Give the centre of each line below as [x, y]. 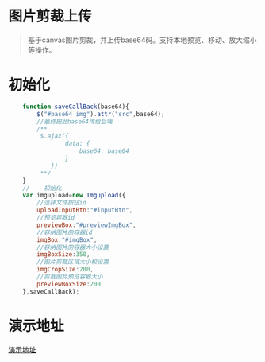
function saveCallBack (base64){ [76, 107]
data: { [77, 144]
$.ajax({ [54, 136]
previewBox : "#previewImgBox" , [86, 225]
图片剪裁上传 [50, 16]
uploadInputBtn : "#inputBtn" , [85, 210]
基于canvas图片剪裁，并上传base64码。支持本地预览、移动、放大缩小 [142, 40]
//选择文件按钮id [62, 203]
